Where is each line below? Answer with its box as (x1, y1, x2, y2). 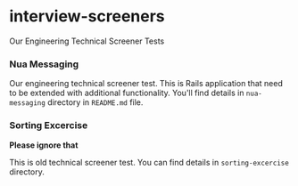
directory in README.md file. (47, 97, 144, 108)
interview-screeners (9, 6, 165, 27)
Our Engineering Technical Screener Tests (9, 36, 165, 46)
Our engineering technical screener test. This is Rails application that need (9, 78, 284, 89)
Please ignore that (9, 140, 79, 150)
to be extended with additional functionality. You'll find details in (9, 87, 244, 99)
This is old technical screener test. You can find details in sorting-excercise (9, 157, 290, 167)
